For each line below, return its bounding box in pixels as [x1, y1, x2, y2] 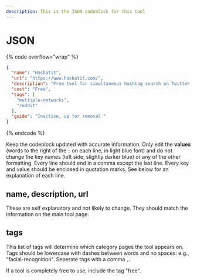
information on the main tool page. [6, 211, 90, 217]
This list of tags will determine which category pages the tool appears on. [6, 243, 184, 250]
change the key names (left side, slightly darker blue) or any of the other [6, 153, 181, 161]
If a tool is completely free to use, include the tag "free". [6, 267, 141, 274]
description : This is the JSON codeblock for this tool [6, 8, 145, 15]
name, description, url [6, 189, 89, 199]
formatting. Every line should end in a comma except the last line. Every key [6, 159, 189, 167]
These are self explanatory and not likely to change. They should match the [6, 204, 188, 211]
